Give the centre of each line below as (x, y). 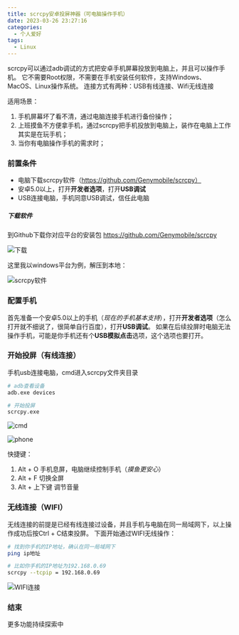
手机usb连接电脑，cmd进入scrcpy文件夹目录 (73, 372)
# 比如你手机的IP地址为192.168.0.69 (57, 566)
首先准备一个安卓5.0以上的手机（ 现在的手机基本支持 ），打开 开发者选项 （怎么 (119, 317)
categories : (25, 27)
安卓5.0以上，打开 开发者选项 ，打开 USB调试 (81, 189)
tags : (15, 41)
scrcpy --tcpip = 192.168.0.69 (54, 573)
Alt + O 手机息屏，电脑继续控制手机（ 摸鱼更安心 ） (91, 469)
